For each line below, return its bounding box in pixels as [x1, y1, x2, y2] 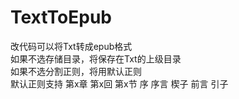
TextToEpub [10, 6, 112, 29]
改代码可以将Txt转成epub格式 [10, 40, 133, 52]
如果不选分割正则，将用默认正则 [10, 65, 142, 77]
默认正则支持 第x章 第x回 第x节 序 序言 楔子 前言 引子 [10, 77, 229, 90]
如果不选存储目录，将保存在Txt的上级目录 [10, 52, 182, 65]
